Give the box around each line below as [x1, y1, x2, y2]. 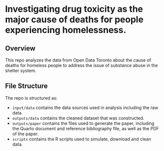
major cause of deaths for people [5, 14, 144, 25]
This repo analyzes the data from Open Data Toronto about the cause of [5, 57, 151, 63]
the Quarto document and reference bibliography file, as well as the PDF [12, 125, 159, 131]
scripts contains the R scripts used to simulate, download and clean [12, 136, 151, 142]
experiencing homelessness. [5, 25, 127, 36]
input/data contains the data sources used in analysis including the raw [12, 105, 159, 111]
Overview [5, 44, 36, 52]
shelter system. [5, 68, 36, 74]
